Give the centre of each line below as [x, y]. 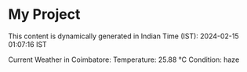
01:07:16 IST [27, 44]
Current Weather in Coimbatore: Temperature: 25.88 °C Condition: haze [124, 59]
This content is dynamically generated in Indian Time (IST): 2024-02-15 [123, 36]
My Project [44, 14]
